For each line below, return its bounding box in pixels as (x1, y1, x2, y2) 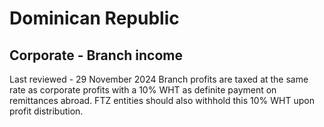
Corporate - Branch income (9, 47, 183, 64)
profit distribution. (9, 105, 84, 117)
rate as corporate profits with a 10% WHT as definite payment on (9, 84, 277, 96)
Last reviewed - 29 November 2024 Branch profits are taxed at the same (9, 73, 309, 85)
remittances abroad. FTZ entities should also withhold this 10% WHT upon (9, 95, 315, 106)
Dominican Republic (9, 7, 180, 30)
